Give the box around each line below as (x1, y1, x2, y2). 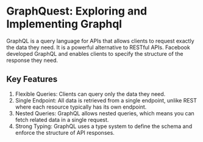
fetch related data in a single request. (15, 116, 109, 123)
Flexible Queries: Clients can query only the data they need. (15, 90, 166, 98)
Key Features (6, 74, 58, 84)
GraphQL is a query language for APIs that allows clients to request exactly (6, 37, 194, 44)
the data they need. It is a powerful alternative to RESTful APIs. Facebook (6, 44, 190, 51)
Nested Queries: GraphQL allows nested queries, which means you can (15, 109, 195, 117)
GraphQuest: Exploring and (6, 4, 148, 18)
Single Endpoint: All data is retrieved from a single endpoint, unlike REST (15, 96, 197, 104)
